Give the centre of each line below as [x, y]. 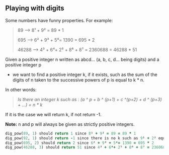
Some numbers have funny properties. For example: [59, 20]
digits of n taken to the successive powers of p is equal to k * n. [78, 80]
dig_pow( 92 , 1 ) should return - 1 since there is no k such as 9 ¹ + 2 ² [81, 138]
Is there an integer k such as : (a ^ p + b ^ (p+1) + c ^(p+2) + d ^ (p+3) [90, 99]
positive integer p [23, 64]
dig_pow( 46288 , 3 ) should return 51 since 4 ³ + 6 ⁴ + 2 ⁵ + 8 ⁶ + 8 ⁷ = [77, 147]
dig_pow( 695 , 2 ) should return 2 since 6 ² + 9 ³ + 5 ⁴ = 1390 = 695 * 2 [80, 143]
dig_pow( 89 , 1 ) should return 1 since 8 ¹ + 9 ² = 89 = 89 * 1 [71, 133]
